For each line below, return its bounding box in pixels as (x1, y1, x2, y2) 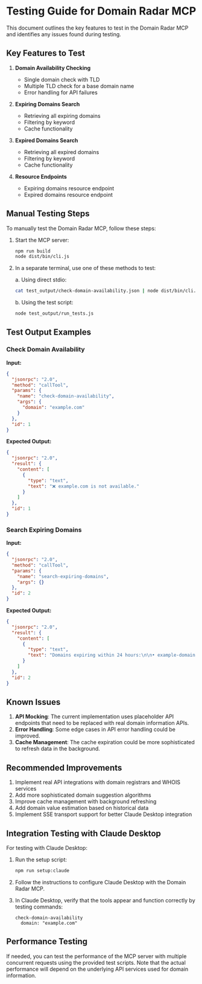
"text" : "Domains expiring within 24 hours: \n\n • (28, 652, 155, 658)
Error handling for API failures (24, 89, 98, 96)
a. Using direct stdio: (14, 276, 67, 283)
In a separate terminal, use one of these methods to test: (14, 265, 156, 272)
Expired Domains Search (14, 137, 78, 144)
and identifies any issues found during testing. (6, 30, 122, 37)
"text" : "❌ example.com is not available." (28, 483, 140, 489)
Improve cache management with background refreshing (14, 798, 157, 805)
